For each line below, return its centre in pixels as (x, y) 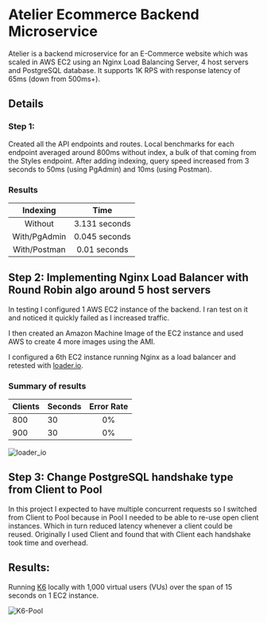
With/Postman (39, 250)
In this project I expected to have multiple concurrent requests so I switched (133, 509)
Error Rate (108, 407)
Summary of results (47, 385)
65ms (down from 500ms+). (54, 79)
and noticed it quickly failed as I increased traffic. (89, 317)
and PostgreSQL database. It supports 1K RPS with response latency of (124, 70)
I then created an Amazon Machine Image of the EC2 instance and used (126, 333)
